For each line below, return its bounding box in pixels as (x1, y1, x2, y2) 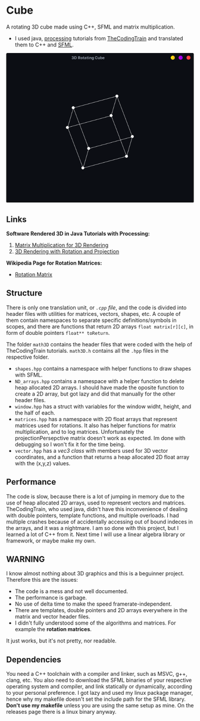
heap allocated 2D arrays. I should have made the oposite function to (14, 384, 185, 391)
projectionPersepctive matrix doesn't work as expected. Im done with (14, 434, 186, 441)
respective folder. (6, 353, 49, 360)
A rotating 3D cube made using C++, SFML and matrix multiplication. (6, 23, 175, 30)
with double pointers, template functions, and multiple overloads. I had (6, 512, 180, 519)
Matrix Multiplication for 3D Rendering (14, 242, 109, 249)
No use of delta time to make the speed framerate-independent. (14, 600, 173, 607)
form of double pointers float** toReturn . (6, 329, 110, 336)
